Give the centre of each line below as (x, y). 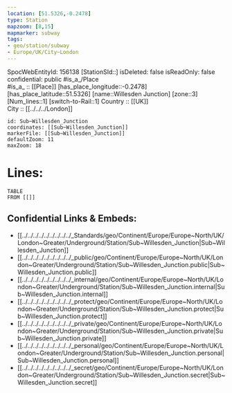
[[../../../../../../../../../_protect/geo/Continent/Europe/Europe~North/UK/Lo (120, 301)
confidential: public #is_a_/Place (53, 79)
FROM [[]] (21, 197)
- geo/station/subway (38, 46)
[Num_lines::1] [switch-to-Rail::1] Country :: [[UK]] (78, 101)
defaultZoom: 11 (30, 139)
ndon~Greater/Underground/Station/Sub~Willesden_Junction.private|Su (120, 331)
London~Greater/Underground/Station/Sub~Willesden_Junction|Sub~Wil (121, 242)
